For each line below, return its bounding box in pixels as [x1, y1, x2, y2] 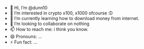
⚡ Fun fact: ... [9, 39, 37, 45]
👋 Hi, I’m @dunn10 [9, 5, 47, 10]
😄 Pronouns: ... [9, 33, 42, 39]
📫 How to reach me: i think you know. [9, 26, 88, 32]
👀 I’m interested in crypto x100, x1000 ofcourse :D [9, 10, 113, 16]
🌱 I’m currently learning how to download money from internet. [9, 15, 139, 21]
